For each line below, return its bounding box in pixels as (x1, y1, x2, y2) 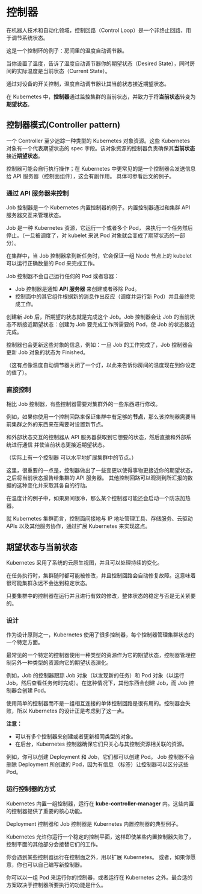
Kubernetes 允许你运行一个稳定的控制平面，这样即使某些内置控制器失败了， (6, 833, 194, 840)
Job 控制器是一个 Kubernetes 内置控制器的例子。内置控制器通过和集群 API (6, 204, 191, 211)
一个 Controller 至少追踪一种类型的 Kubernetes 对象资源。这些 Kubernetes (6, 137, 191, 144)
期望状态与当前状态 (6, 542, 78, 552)
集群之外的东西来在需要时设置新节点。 (11, 420, 106, 428)
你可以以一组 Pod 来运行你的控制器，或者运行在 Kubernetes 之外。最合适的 (6, 873, 193, 881)
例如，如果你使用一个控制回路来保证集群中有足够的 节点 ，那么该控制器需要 (6, 413, 191, 420)
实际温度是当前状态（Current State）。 (16, 67, 111, 74)
